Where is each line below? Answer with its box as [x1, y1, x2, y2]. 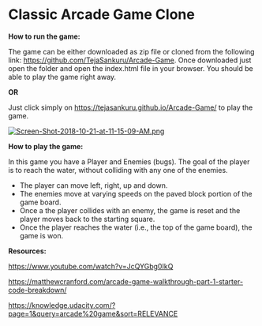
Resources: [8, 246, 47, 256]
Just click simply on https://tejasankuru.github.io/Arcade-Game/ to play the [8, 103, 253, 112]
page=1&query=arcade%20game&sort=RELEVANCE [8, 309, 178, 318]
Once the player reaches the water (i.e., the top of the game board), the [19, 223, 253, 232]
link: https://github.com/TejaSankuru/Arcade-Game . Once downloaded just [8, 55, 252, 65]
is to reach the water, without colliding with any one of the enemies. [8, 165, 228, 174]
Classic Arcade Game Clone [8, 6, 195, 24]
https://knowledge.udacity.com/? [8, 300, 116, 309]
